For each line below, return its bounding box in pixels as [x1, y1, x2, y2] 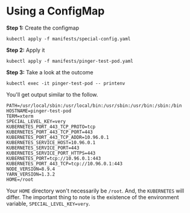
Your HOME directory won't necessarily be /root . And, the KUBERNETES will [6, 187, 185, 194]
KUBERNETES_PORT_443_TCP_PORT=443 [6, 129, 93, 135]
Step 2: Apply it [6, 46, 45, 54]
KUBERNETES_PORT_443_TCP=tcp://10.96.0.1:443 [6, 161, 122, 167]
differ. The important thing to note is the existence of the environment [6, 193, 179, 200]
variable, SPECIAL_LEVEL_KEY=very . [6, 200, 90, 207]
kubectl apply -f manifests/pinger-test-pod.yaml [6, 58, 134, 64]
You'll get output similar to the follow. [6, 91, 98, 98]
